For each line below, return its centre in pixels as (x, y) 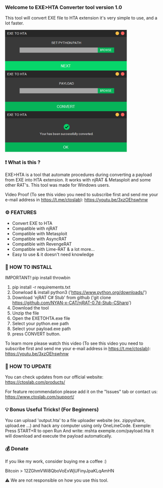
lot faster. (15, 23)
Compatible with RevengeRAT (42, 244)
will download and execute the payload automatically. (59, 436)
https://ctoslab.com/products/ (35, 382)
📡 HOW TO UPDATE (28, 366)
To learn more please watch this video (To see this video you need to (74, 343)
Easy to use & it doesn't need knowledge (53, 254)
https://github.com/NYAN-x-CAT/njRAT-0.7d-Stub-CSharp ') (72, 303)
